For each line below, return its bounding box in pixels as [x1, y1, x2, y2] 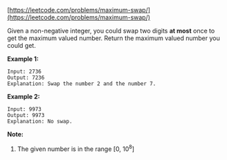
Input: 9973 [7, 106, 42, 113]
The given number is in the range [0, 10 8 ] [17, 143, 135, 153]
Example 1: [7, 55, 39, 63]
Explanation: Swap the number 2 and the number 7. [7, 80, 156, 87]
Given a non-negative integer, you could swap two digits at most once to [7, 27, 215, 35]
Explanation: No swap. [7, 118, 73, 125]
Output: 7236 [7, 74, 45, 81]
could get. [7, 42, 36, 49]
